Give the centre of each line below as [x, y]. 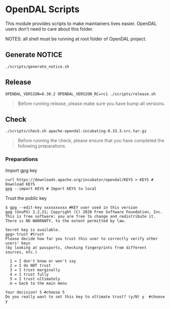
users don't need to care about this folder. [49, 29]
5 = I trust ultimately [35, 279]
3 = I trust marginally [35, 270]
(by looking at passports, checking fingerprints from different [76, 248]
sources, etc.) [21, 252]
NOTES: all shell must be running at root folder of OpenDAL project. [76, 39]
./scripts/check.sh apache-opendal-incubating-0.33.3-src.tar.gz [76, 131]
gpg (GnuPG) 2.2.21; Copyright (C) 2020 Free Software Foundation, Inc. [84, 212]
